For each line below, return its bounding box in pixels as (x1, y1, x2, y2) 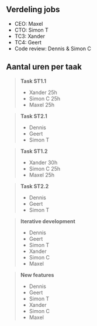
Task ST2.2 (20, 182, 49, 189)
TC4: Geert (14, 39, 42, 46)
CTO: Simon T (14, 26, 49, 33)
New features (20, 271, 54, 278)
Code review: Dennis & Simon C (14, 45, 92, 52)
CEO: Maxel (14, 20, 43, 27)
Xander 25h (29, 89, 57, 96)
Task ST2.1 (20, 112, 48, 119)
